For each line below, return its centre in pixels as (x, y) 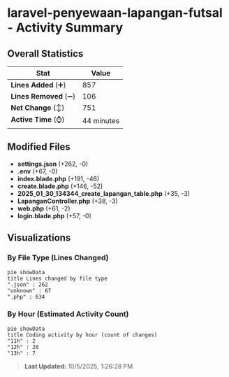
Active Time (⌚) (38, 119)
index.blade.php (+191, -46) (58, 178)
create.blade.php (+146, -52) (60, 186)
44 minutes (101, 120)
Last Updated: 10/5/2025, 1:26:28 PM (79, 366)
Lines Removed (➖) (43, 96)
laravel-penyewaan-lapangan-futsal (115, 13)
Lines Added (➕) (38, 85)
